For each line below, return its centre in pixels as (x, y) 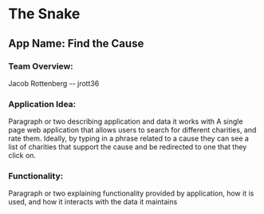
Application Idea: (42, 104)
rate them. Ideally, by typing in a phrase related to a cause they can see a (129, 139)
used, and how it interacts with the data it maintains (93, 202)
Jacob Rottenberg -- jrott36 (54, 83)
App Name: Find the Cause (76, 44)
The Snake (44, 14)
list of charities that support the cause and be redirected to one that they (128, 147)
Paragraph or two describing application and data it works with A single (126, 121)
